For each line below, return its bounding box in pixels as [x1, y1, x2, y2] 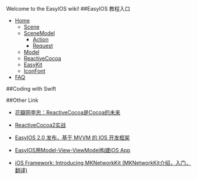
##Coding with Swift [6, 85, 57, 92]
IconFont [23, 68, 46, 74]
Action [32, 36, 49, 43]
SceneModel [23, 30, 55, 37]
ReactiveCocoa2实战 [14, 122, 67, 129]
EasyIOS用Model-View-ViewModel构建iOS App [14, 147, 131, 154]
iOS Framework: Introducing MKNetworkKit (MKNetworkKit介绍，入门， [14, 159, 192, 166]
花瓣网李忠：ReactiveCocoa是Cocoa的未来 [14, 109, 121, 116]
